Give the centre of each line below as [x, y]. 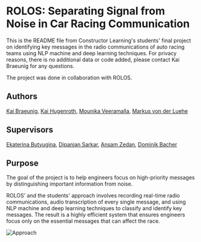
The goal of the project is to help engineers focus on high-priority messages [100, 178]
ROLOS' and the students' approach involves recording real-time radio [93, 196]
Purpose [22, 163]
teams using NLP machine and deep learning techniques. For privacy [91, 53]
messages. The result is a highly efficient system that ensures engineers [96, 215]
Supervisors [30, 130]
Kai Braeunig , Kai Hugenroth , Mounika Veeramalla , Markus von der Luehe [97, 111]
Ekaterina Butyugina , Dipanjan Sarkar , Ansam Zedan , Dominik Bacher [92, 144]
